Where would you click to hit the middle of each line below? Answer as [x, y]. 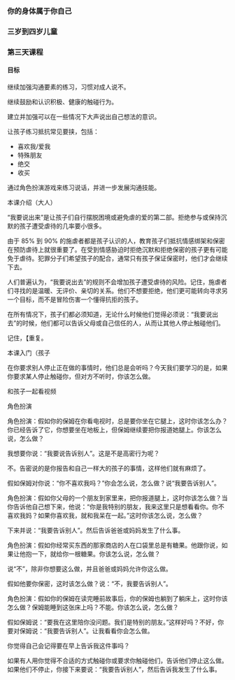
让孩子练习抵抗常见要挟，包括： [53, 132]
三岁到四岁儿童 [33, 31]
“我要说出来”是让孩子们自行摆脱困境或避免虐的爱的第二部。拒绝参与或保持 [114, 217]
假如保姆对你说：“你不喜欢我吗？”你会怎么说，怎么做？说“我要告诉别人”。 [114, 483]
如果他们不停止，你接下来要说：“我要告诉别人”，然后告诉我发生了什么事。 [114, 669]
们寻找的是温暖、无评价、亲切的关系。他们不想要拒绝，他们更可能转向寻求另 [117, 290]
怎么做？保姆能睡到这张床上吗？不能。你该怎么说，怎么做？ [93, 607]
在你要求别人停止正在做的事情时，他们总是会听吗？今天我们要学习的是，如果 [117, 367]
